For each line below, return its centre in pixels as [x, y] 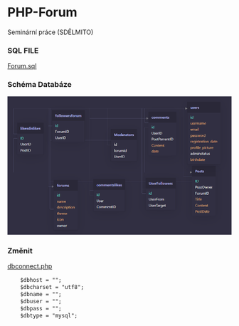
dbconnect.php [30, 266]
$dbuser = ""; [41, 301]
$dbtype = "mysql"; [49, 315]
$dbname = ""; [41, 294]
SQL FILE [23, 51]
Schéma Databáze [40, 85]
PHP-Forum [42, 12]
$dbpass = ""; [41, 308]
